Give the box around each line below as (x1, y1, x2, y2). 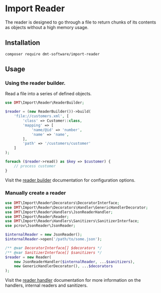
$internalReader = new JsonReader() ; (5, 232, 82, 237)
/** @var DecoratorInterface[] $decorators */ (5, 245, 102, 250)
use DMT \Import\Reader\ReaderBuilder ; (5, 100, 84, 106)
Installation (5, 39, 40, 47)
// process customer (14, 163, 56, 168)
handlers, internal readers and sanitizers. (5, 283, 88, 289)
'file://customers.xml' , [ (14, 114, 69, 119)
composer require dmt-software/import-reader (5, 52, 100, 56)
